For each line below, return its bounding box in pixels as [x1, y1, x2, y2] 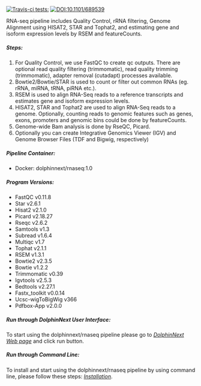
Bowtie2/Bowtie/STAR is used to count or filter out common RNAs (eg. [14, 78, 189, 85]
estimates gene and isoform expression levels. [14, 97, 130, 105]
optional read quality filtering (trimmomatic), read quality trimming [14, 65, 178, 72]
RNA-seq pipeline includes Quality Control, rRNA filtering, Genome [6, 17, 171, 24]
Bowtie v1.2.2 [14, 263, 49, 271]
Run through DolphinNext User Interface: [6, 316, 111, 323]
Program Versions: [6, 178, 55, 186]
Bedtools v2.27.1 [14, 283, 55, 290]
